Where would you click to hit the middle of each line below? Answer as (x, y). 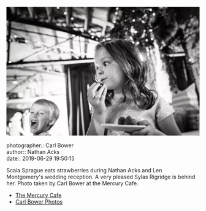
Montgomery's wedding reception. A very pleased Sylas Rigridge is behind (101, 177)
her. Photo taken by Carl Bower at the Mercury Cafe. (73, 183)
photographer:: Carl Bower (40, 145)
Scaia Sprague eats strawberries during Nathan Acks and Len (84, 170)
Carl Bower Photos (39, 201)
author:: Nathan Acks (33, 152)
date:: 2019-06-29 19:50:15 (40, 158)
